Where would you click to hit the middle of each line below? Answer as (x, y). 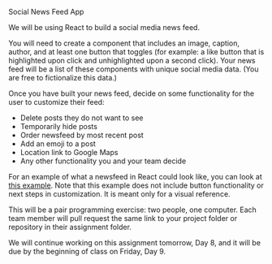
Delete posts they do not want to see (82, 118)
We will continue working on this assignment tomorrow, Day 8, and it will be (135, 242)
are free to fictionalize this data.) (63, 78)
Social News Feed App (46, 12)
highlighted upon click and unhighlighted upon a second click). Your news (132, 61)
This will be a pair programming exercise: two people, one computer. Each (133, 210)
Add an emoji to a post (58, 144)
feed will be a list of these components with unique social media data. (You (134, 69)
